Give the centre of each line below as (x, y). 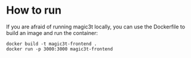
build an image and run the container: (52, 33)
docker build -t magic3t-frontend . (51, 44)
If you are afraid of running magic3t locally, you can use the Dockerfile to (96, 27)
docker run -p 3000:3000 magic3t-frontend (60, 49)
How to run (34, 10)
